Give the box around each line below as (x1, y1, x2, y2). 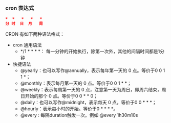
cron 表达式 (5, 4, 34, 11)
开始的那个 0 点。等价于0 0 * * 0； (25, 93, 98, 99)
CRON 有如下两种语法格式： (5, 31, 65, 37)
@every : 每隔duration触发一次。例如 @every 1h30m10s (20, 112, 138, 118)
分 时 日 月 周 (5, 21, 43, 27)
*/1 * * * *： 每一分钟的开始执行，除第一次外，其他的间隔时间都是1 (20, 48, 160, 55)
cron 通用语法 (12, 42, 42, 48)
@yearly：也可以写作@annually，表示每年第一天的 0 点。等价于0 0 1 (20, 67, 165, 73)
